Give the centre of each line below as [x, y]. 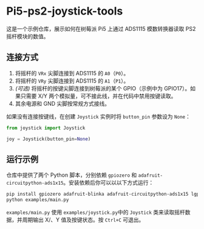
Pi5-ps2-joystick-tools [65, 11]
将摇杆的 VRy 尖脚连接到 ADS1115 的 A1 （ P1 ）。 [72, 81]
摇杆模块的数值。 [28, 36]
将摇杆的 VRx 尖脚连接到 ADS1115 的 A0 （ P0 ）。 [72, 73]
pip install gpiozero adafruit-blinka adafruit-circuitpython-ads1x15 [97, 194]
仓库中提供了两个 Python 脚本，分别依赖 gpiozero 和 [72, 175]
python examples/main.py [38, 200]
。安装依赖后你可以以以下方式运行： [109, 183]
